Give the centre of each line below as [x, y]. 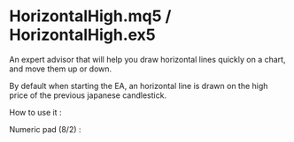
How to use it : [35, 112]
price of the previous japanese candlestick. [88, 95]
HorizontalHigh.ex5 [83, 35]
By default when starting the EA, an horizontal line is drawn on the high [139, 86]
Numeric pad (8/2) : [45, 129]
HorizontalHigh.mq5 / [90, 16]
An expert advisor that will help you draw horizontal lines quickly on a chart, [147, 59]
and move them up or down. [61, 69]
